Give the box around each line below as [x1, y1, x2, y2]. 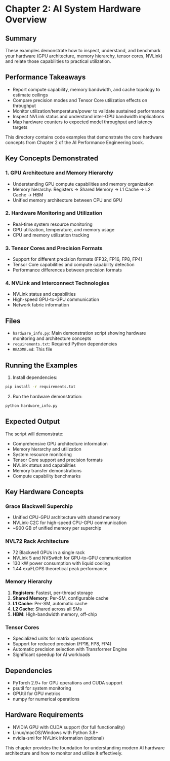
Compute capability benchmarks [12, 473, 81, 479]
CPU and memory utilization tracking [12, 232, 90, 238]
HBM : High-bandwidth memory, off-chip [12, 611, 97, 617]
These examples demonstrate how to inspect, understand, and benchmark [5, 48, 161, 53]
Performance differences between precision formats [12, 267, 122, 273]
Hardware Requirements [5, 711, 84, 719]
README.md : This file [12, 346, 53, 353]
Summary [5, 34, 37, 43]
